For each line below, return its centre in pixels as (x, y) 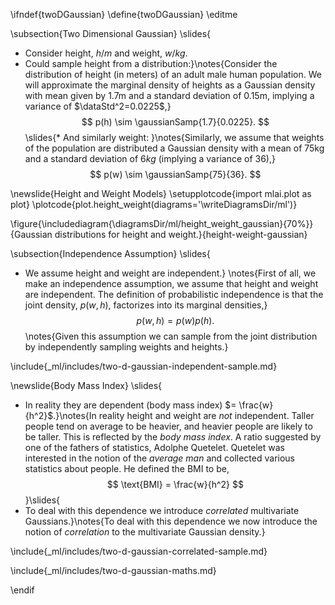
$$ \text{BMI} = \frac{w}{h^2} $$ (175, 484)
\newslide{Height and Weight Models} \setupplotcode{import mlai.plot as (161, 193)
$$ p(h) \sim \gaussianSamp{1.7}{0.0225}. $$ (175, 122)
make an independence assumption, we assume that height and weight (171, 283)
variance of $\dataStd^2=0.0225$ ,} (98, 106)
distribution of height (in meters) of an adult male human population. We (173, 74)
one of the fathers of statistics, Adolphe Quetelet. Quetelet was (154, 447)
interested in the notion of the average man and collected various (160, 458)
